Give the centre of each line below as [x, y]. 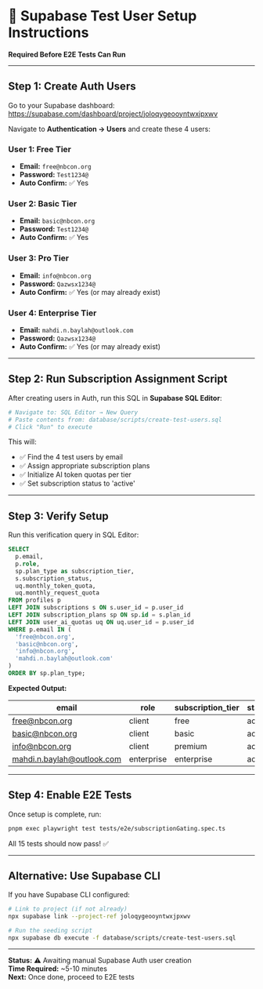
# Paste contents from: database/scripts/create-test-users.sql [115, 420]
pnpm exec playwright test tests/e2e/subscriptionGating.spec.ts [117, 828]
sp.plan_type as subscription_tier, [75, 571]
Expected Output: [38, 688]
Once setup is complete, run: [55, 814]
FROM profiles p [34, 600]
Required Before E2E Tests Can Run [67, 54]
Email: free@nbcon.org [55, 166]
